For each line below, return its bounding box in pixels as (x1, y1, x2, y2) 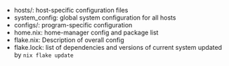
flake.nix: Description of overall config (13, 36, 124, 44)
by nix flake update (13, 51, 74, 59)
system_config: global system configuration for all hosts (13, 13, 176, 22)
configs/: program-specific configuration (13, 21, 133, 29)
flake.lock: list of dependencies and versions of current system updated (13, 44, 223, 51)
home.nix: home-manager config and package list (13, 28, 159, 37)
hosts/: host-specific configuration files (13, 6, 129, 14)
